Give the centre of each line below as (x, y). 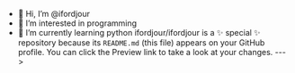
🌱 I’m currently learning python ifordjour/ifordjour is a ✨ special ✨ (139, 32)
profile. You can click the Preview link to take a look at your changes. (145, 52)
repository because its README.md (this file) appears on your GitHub (141, 43)
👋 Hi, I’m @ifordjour (54, 14)
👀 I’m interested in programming (77, 23)
